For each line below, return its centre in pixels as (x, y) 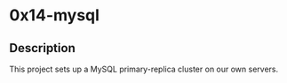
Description (42, 48)
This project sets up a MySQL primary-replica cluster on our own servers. (144, 69)
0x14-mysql (55, 15)
